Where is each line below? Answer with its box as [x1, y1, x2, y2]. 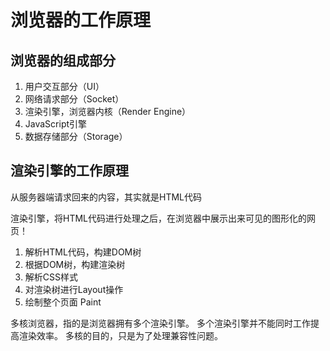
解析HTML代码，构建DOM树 [24, 246, 142, 258]
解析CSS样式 [24, 271, 78, 283]
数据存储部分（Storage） [24, 131, 128, 142]
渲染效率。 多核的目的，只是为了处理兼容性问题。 [18, 329, 223, 341]
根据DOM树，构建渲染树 [24, 258, 126, 270]
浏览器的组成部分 [10, 52, 116, 69]
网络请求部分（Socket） [24, 93, 125, 105]
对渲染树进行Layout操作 [24, 283, 124, 295]
